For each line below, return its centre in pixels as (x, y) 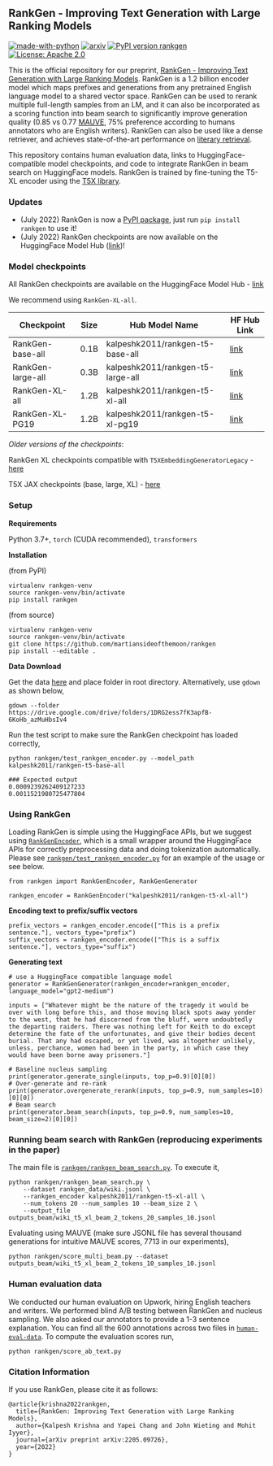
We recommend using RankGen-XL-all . (73, 300)
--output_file (47, 1211)
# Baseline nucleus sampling (58, 1069)
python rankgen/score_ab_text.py (65, 1351)
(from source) (32, 615)
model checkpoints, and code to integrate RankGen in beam (148, 163)
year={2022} (36, 1446)
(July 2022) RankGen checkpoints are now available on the (119, 237)
